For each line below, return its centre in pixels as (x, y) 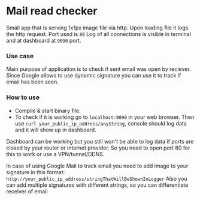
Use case (20, 56)
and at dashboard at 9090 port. (44, 40)
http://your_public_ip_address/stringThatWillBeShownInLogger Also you (97, 178)
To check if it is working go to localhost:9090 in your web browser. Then (104, 117)
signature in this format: (36, 172)
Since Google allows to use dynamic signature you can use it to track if (94, 76)
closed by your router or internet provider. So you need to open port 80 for (98, 148)
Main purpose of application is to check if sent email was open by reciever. (99, 69)
